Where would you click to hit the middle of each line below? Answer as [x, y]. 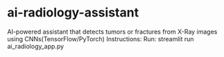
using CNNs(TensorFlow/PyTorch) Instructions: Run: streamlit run [101, 38]
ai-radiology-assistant [73, 13]
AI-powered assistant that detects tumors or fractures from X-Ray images [112, 32]
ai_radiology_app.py [36, 46]
